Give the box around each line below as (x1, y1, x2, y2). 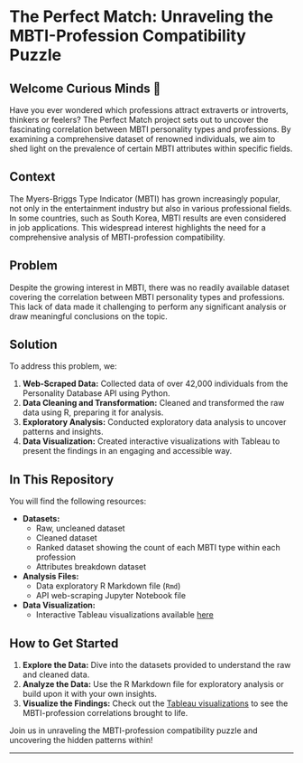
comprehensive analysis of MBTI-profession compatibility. (9, 231, 225, 242)
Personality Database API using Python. (22, 388, 170, 399)
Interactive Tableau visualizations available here (35, 609, 215, 620)
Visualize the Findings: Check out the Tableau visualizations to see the (22, 698, 289, 709)
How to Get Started (9, 636, 119, 651)
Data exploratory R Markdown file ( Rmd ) (35, 580, 181, 591)
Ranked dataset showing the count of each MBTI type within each (35, 542, 281, 553)
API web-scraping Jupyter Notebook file (35, 590, 187, 601)
